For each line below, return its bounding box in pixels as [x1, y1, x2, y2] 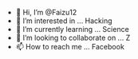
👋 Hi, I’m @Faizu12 [15, 8, 77, 17]
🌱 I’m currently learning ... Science [15, 25, 129, 33]
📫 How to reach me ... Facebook [15, 42, 125, 51]
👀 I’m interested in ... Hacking [15, 16, 113, 26]
